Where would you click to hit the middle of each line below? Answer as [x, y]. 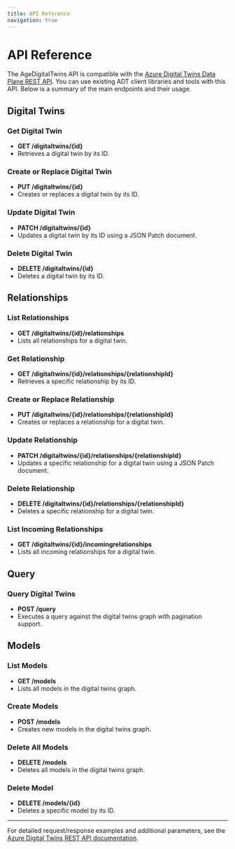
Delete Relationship [41, 488]
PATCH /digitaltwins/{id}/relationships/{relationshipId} [99, 455]
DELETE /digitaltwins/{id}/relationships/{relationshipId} [101, 504]
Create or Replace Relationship [61, 399]
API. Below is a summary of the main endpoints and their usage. [99, 89]
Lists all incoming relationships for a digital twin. [86, 552]
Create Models [33, 706]
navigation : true [33, 20]
